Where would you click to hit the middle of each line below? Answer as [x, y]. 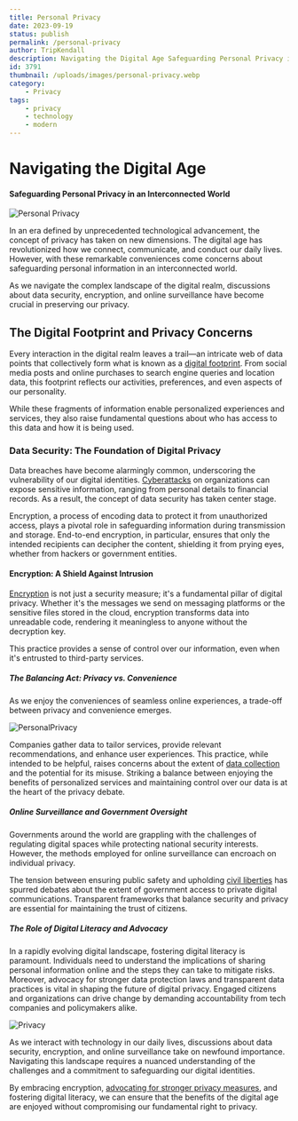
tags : [19, 100]
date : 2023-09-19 [41, 26]
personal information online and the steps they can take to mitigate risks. [142, 970]
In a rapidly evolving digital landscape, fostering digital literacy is [127, 950]
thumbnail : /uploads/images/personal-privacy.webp [105, 76]
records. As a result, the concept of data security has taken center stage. [143, 498]
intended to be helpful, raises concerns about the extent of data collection [145, 763]
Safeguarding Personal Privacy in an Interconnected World [120, 194]
